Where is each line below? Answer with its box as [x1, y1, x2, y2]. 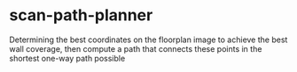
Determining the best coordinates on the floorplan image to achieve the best [9, 34, 288, 45]
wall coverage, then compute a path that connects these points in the [9, 43, 262, 54]
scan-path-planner [9, 5, 153, 25]
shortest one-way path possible [9, 53, 126, 63]
